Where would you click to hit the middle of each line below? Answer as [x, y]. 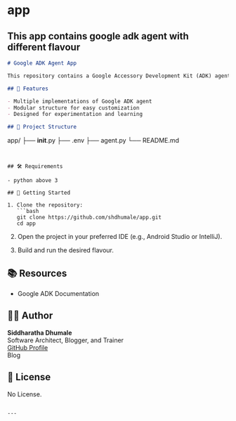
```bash [28, 212]
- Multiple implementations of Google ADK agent [80, 101]
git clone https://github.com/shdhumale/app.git [89, 218]
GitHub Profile [28, 347]
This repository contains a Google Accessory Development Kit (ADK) [110, 76]
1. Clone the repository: [45, 205]
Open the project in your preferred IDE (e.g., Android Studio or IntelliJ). [120, 237]
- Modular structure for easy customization [73, 108]
